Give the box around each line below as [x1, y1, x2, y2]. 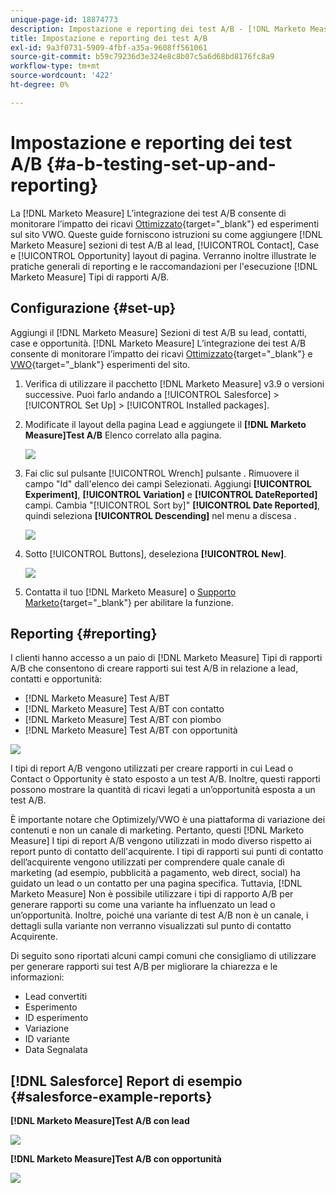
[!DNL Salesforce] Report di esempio [10, 1072, 243, 1090]
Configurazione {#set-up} [10, 300, 177, 317]
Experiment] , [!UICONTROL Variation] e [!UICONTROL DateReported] [24, 488, 318, 500]
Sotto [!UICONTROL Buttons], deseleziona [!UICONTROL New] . [24, 547, 287, 560]
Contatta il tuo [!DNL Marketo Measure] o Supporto [24, 586, 237, 598]
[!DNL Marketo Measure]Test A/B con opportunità [10, 1153, 222, 1165]
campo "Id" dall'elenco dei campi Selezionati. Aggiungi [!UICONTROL [24, 477, 313, 490]
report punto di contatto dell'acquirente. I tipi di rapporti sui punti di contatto [10, 846, 324, 858]
